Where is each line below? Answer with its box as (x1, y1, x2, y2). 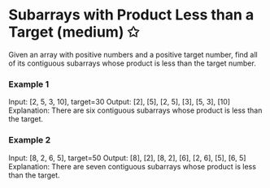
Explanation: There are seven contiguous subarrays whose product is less (8, 161, 256, 171)
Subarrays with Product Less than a (8, 6, 255, 24)
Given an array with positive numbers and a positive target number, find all (8, 49, 258, 59)
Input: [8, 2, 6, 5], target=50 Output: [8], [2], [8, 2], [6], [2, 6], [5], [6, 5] (8, 152, 246, 163)
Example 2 (8, 135, 51, 146)
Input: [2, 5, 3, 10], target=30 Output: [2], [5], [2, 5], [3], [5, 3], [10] (8, 97, 230, 107)
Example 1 (8, 79, 50, 90)
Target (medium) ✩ (8, 23, 140, 41)
